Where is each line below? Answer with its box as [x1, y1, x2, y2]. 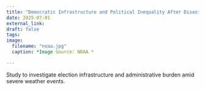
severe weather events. [6, 77, 65, 84]
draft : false [6, 26, 40, 32]
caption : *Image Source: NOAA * [12, 49, 95, 55]
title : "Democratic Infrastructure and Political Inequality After [6, 9, 182, 15]
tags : [6, 32, 20, 38]
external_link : [6, 20, 45, 26]
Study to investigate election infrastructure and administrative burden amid [6, 71, 195, 78]
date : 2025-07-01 [6, 15, 51, 21]
